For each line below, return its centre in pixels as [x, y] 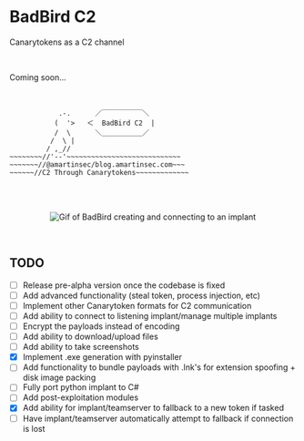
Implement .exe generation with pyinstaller [102, 357]
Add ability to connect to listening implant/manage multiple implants [150, 315]
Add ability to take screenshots [81, 347]
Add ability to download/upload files [91, 337]
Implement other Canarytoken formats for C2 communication [137, 305]
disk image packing [59, 378]
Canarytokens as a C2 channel [67, 42]
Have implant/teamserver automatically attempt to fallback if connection [158, 418]
